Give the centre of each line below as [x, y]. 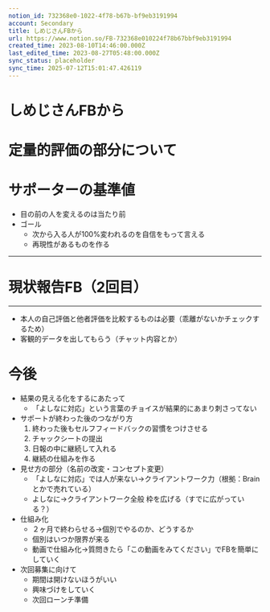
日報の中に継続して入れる [74, 449]
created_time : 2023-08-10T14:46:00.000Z [77, 46]
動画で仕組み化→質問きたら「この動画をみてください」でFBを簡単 [141, 549]
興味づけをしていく [64, 589]
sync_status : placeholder [51, 61]
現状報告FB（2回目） [78, 287]
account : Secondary [41, 23]
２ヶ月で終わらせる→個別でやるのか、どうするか [113, 529]
